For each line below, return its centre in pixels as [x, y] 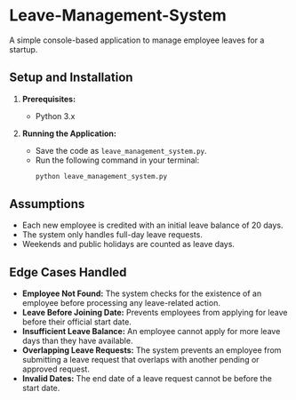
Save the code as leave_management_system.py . [121, 150]
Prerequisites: [49, 99]
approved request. [56, 369]
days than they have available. [77, 341]
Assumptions [47, 204]
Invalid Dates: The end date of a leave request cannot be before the [147, 379]
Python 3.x [55, 116]
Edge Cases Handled [68, 272]
